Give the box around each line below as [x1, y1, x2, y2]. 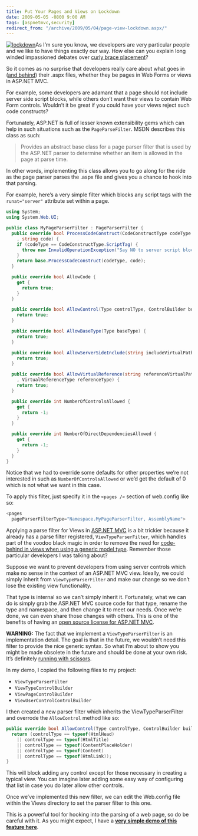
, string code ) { [16, 236, 60, 242]
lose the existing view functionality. [6, 582, 91, 590]
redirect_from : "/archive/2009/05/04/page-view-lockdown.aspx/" [6, 25, 167, 31]
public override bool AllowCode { [11, 274, 96, 280]
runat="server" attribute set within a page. [6, 198, 110, 205]
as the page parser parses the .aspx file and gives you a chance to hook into [6, 173, 192, 180]
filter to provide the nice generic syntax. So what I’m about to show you [6, 643, 180, 650]
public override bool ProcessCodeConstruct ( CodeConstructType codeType [11, 231, 192, 236]
